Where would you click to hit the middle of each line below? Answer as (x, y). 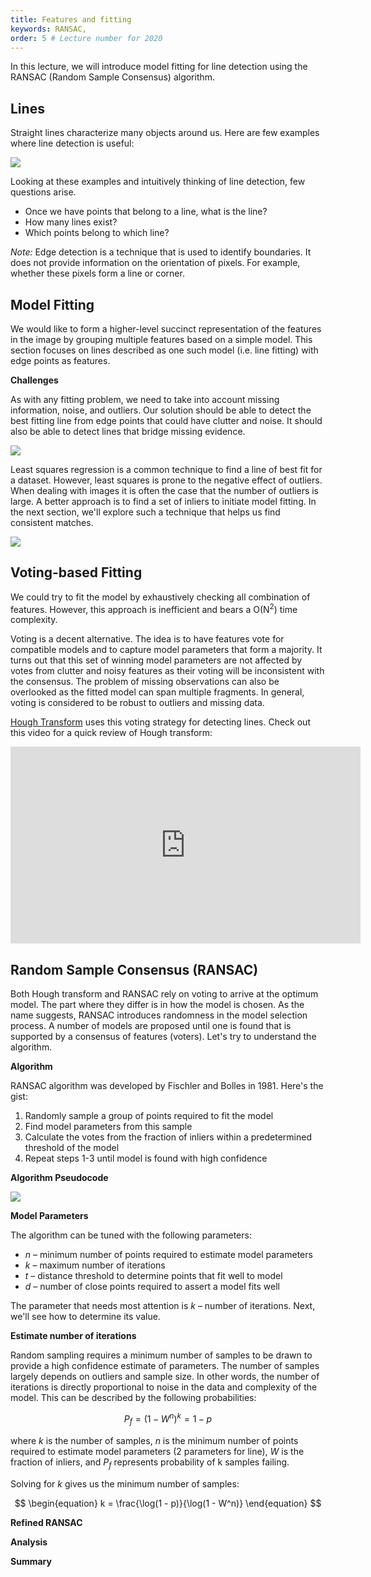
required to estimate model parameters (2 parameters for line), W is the (157, 1451)
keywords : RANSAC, (48, 29)
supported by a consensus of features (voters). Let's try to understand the (163, 1037)
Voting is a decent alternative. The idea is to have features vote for (147, 639)
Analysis (29, 1542)
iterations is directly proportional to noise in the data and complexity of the (164, 1387)
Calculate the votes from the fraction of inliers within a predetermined (168, 1137)
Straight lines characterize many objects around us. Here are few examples (165, 133)
